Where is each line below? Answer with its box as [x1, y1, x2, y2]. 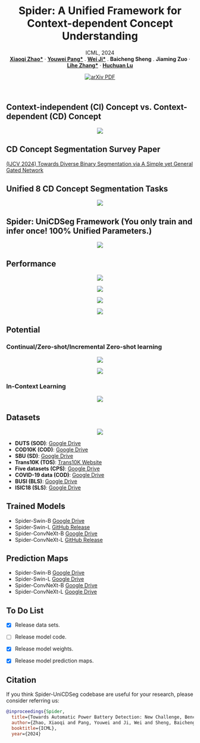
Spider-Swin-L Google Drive [14, 575, 85, 582]
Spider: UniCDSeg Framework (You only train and [6, 216, 193, 227]
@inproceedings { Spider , [6, 708, 65, 715]
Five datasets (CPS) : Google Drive [14, 465, 100, 472]
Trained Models [6, 501, 65, 511]
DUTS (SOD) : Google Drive [14, 439, 82, 446]
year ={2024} [11, 730, 42, 737]
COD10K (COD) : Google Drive [14, 446, 88, 453]
